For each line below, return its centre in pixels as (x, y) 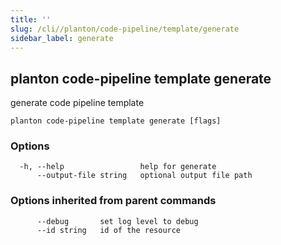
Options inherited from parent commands (113, 201)
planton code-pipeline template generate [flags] (116, 121)
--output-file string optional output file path (144, 176)
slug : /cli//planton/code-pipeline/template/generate (125, 29)
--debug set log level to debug (117, 221)
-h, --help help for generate (118, 167)
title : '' (31, 19)
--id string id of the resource (109, 230)
